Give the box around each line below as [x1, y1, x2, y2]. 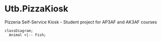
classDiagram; [4, 28, 34, 33]
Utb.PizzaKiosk [4, 3, 69, 14]
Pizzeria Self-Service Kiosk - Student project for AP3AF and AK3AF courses [4, 19, 157, 25]
